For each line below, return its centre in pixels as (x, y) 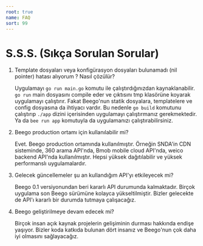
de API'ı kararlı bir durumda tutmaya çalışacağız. (75, 200)
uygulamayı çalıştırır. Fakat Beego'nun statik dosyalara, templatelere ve (103, 101)
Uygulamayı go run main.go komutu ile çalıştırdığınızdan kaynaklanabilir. (105, 88)
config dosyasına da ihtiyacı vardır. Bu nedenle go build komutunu (98, 108)
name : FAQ (18, 18)
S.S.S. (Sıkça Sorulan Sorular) (82, 53)
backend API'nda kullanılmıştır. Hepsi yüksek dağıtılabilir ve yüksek (98, 157)
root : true (19, 12)
